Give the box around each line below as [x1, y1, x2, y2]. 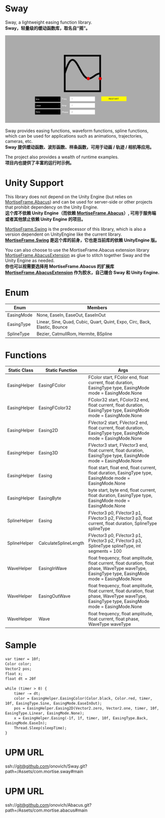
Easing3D [38, 450, 58, 456]
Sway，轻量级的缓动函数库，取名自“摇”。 [5, 25, 90, 31]
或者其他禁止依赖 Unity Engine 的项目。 [5, 216, 86, 222]
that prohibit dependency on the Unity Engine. [5, 204, 99, 210]
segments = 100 [88, 548, 122, 554]
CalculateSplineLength [38, 540, 84, 546]
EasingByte [38, 495, 61, 501]
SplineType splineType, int [88, 543, 141, 549]
